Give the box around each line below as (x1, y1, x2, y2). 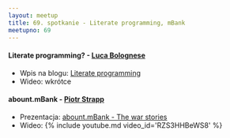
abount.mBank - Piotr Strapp (8, 95, 105, 104)
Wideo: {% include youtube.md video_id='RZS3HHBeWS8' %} (19, 120, 223, 130)
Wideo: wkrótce (19, 76, 72, 86)
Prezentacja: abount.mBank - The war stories (19, 112, 168, 121)
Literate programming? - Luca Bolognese (8, 50, 146, 60)
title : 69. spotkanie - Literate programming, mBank (8, 19, 186, 27)
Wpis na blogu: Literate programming (19, 68, 141, 77)
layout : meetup (8, 11, 58, 20)
